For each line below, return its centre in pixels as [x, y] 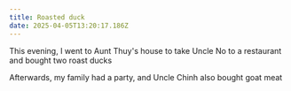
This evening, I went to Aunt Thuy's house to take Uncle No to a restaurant [145, 50]
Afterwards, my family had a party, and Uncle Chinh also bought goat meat [146, 77]
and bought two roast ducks [61, 60]
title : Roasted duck [47, 17]
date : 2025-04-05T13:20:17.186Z [69, 26]
